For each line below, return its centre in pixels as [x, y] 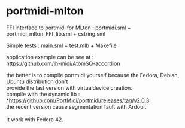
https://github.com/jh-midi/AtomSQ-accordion [63, 63]
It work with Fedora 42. [35, 119]
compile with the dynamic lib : [43, 94]
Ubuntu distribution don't [37, 81]
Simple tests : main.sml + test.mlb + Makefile [61, 45]
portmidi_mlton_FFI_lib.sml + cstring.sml [56, 33]
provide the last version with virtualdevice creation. [69, 87]
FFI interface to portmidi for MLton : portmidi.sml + [69, 28]
